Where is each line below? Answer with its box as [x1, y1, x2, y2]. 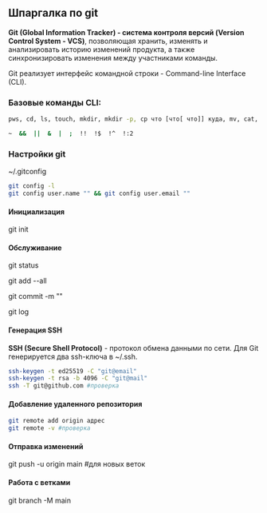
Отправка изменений [8, 441, 84, 451]
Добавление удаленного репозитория [8, 399, 143, 408]
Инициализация [8, 207, 65, 217]
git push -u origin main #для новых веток [8, 459, 146, 469]
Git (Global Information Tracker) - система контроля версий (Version [8, 27, 245, 37]
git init [8, 225, 29, 234]
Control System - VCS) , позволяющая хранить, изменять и [8, 36, 209, 46]
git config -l [8, 182, 56, 190]
